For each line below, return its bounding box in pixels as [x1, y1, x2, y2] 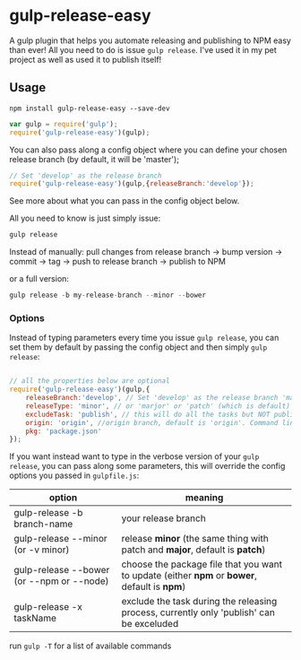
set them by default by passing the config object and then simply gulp [9, 342, 268, 352]
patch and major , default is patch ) [121, 543, 266, 556]
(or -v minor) [13, 543, 70, 556]
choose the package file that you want [121, 558, 282, 570]
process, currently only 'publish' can [121, 606, 275, 619]
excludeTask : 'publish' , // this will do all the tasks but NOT [25, 410, 271, 419]
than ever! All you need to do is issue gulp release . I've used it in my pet [9, 44, 278, 55]
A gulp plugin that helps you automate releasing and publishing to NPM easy [9, 35, 291, 46]
